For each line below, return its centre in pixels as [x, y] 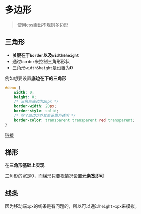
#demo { [13, 88]
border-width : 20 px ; [35, 106]
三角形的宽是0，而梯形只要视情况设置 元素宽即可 [55, 176]
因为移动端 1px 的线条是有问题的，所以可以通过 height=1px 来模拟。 [72, 206]
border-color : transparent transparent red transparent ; [74, 120]
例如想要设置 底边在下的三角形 [36, 78]
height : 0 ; [25, 97]
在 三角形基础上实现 [25, 165]
